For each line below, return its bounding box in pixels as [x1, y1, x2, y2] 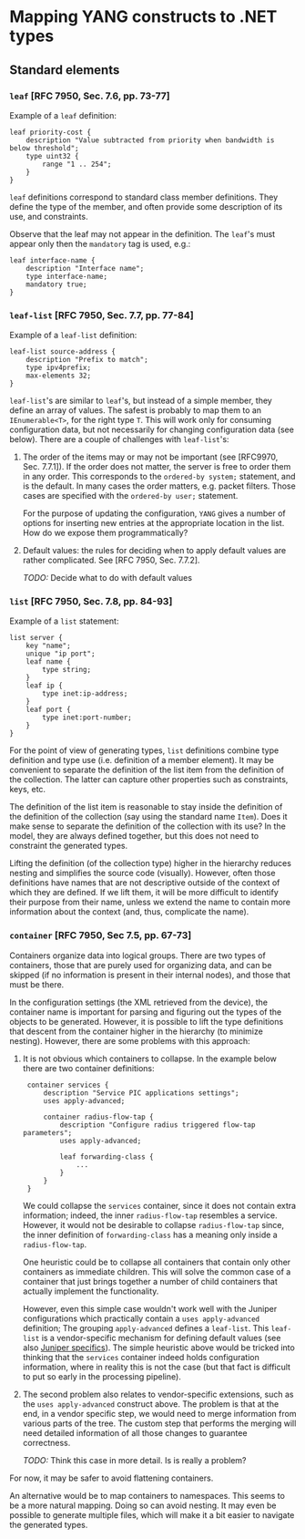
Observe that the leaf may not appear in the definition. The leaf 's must [9, 228, 276, 239]
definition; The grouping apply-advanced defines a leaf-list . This [22, 1322, 269, 1333]
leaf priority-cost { [9, 128, 92, 137]
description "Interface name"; [25, 263, 145, 273]
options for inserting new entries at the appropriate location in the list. [22, 518, 285, 529]
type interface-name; [25, 272, 107, 281]
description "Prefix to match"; [25, 356, 148, 365]
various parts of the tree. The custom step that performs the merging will [22, 1418, 297, 1429]
